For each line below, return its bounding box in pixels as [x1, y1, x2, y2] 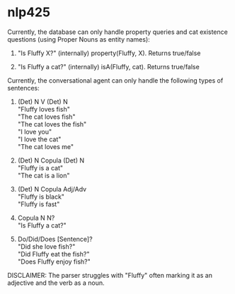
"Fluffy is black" [17, 192, 65, 201]
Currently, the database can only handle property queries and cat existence [7, 28, 228, 36]
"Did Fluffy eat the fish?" [17, 249, 90, 258]
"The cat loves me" [17, 142, 74, 151]
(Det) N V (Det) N [17, 97, 69, 106]
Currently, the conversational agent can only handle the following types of [7, 76, 224, 85]
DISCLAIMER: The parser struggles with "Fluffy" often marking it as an [7, 271, 212, 279]
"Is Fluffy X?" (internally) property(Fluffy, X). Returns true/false [17, 49, 201, 57]
